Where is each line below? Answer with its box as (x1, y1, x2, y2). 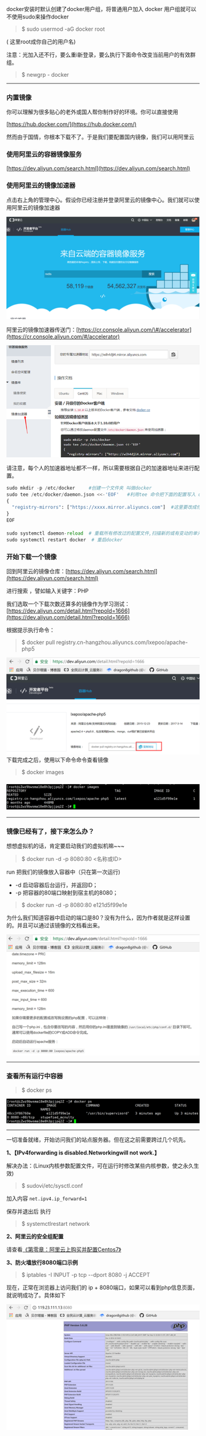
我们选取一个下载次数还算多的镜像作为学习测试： (6, 600, 130, 607)
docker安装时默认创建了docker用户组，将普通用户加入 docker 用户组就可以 (6, 6, 197, 12)
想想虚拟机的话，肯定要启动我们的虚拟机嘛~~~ (6, 842, 124, 850)
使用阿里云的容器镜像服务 (6, 150, 82, 159)
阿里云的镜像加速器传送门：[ (6, 326, 78, 333)
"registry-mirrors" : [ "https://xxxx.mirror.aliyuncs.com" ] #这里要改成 (12, 504, 197, 511)
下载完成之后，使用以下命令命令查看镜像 (6, 756, 109, 763)
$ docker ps (21, 1086, 52, 1094)
